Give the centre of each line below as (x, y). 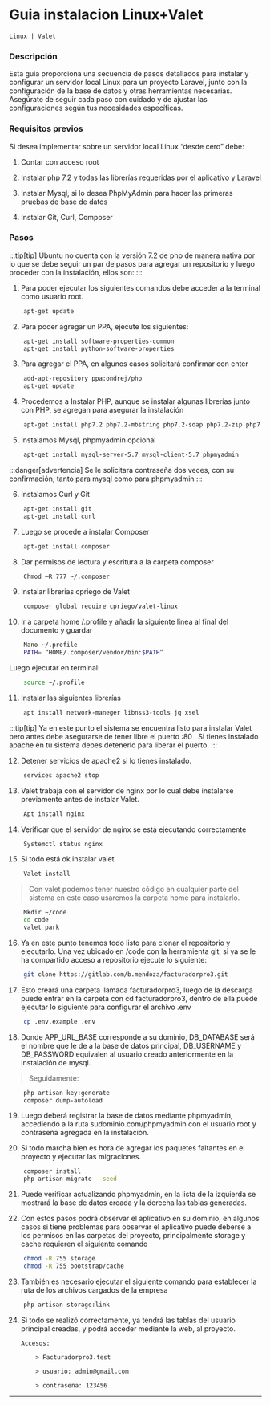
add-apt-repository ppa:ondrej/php (83, 379)
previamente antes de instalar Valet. (80, 799)
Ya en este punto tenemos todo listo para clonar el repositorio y (125, 943)
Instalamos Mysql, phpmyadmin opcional (88, 440)
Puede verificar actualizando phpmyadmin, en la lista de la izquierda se (138, 1195)
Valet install (47, 874)
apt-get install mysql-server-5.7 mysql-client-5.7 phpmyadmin (131, 455)
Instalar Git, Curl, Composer (66, 217)
